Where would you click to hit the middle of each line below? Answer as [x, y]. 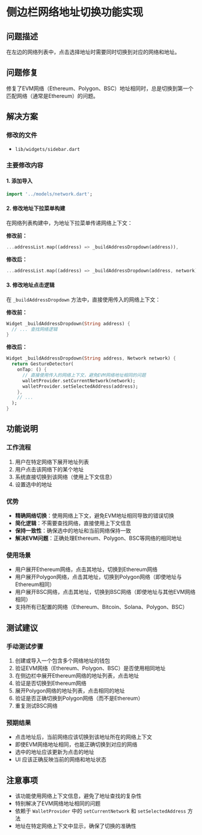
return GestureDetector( [43, 364]
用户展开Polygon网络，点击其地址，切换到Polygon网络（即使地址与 [98, 577]
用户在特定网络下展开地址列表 [52, 462]
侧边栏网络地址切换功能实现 [75, 12]
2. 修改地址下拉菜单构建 [36, 209]
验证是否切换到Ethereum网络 [50, 683]
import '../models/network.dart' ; [50, 194]
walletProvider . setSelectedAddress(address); [80, 386]
